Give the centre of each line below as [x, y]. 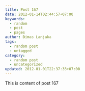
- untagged [21, 51]
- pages [17, 32]
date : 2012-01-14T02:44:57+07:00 [39, 14]
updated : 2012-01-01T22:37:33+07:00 [42, 69]
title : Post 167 [22, 10]
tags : [11, 42]
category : [15, 55]
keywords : [15, 19]
